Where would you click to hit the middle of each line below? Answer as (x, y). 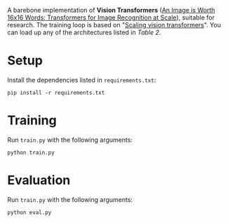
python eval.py (29, 213)
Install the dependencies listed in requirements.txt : (82, 80)
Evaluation (39, 180)
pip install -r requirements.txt (56, 93)
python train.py (31, 152)
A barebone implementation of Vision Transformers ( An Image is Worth (111, 10)
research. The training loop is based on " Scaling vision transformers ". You (114, 25)
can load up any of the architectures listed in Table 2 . (84, 32)
